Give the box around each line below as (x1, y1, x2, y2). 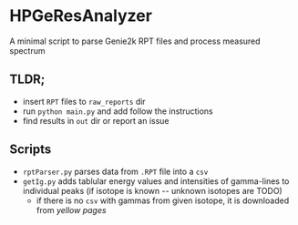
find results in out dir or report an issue (22, 115, 170, 126)
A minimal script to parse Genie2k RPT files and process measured (9, 36, 262, 46)
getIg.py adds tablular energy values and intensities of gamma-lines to (22, 175, 290, 187)
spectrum (9, 45, 46, 56)
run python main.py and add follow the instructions (22, 106, 213, 117)
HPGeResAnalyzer (9, 5, 153, 26)
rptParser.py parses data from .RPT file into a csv (22, 166, 209, 177)
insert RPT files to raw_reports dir (22, 96, 146, 107)
